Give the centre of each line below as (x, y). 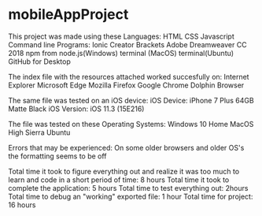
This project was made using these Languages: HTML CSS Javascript (121, 36)
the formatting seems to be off (58, 156)
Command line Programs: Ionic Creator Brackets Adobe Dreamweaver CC (127, 44)
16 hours (22, 205)
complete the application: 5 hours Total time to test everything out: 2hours (128, 188)
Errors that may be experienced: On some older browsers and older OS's (126, 147)
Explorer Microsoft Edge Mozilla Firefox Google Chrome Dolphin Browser (126, 85)
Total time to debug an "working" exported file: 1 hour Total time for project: (131, 196)
